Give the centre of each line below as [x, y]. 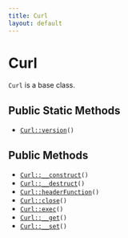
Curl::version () [47, 131]
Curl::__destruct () [52, 184]
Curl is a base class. [42, 85]
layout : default [35, 23]
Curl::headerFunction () [60, 193]
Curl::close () [43, 201]
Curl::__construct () [54, 175]
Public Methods [48, 155]
